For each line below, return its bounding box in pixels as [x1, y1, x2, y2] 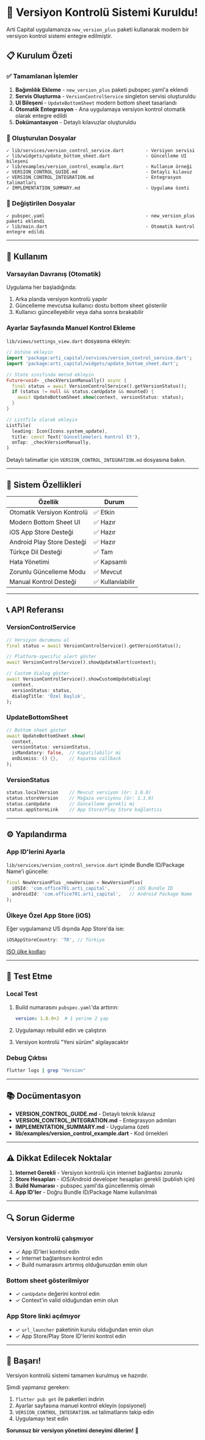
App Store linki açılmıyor [6, 1312, 81, 1320]
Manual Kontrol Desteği [9, 577, 76, 586]
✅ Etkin [93, 508, 115, 517]
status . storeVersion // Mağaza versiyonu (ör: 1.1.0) [6, 795, 154, 802]
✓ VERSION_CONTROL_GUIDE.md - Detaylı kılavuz [6, 169, 192, 175]
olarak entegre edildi [15, 112, 67, 119]
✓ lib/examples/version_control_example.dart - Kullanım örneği [6, 163, 192, 170]
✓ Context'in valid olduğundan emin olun [15, 1296, 119, 1304]
